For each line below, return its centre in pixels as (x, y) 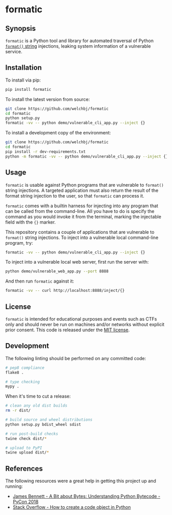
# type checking (23, 382)
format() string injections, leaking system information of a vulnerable (78, 46)
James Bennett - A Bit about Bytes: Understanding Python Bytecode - (86, 497)
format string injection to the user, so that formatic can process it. (75, 195)
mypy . (12, 387)
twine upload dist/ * (27, 452)
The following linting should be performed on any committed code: (76, 358)
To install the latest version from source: (48, 99)
